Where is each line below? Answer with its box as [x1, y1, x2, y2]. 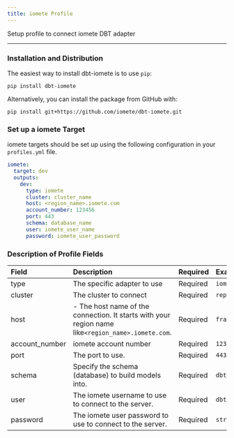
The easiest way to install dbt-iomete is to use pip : [7, 69, 152, 77]
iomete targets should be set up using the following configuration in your [7, 140, 216, 149]
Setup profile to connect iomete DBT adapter [7, 29, 136, 38]
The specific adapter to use [72, 279, 163, 289]
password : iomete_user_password [25, 232, 120, 239]
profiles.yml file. [7, 148, 58, 156]
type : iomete [25, 187, 64, 194]
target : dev [13, 168, 49, 175]
